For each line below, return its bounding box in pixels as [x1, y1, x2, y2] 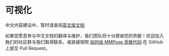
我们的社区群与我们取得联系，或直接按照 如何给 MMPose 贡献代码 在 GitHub [5, 38, 163, 45]
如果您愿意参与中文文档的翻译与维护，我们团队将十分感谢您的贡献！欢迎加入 [5, 32, 164, 38]
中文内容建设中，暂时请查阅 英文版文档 [5, 22, 84, 28]
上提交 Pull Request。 [5, 45, 50, 51]
